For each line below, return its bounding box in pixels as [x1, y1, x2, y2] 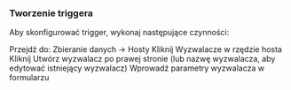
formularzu [9, 72, 50, 83]
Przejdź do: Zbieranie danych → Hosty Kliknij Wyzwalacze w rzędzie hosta [9, 44, 282, 55]
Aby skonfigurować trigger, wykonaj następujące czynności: [9, 27, 230, 38]
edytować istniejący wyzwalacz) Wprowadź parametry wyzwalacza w [9, 63, 264, 73]
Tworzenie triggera [9, 7, 93, 19]
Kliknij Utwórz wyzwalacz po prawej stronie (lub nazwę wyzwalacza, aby [9, 54, 276, 64]
